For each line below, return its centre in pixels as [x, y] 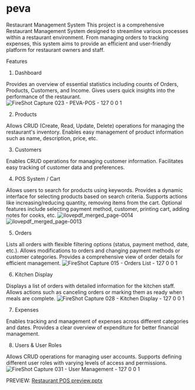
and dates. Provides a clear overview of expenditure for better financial [92, 327]
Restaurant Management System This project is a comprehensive [85, 25]
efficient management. [34, 263]
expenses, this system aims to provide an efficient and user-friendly [89, 44]
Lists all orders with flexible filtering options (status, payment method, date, [98, 244]
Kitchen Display [34, 274]
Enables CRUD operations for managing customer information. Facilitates [95, 161]
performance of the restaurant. [44, 97]
